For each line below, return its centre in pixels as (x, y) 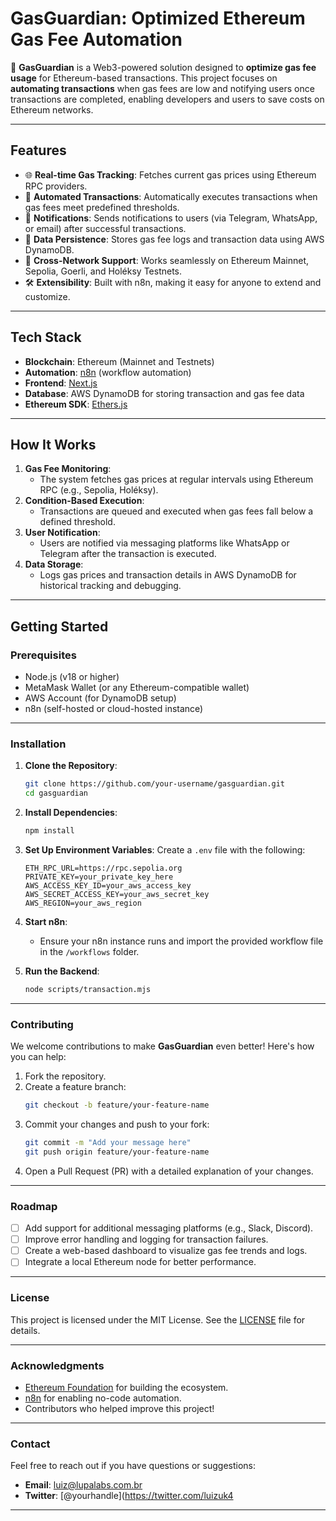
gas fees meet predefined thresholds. (102, 207)
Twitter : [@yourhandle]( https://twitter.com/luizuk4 (129, 1496)
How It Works (53, 444)
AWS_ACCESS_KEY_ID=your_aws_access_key (108, 885)
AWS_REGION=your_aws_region (83, 903)
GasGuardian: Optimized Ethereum (158, 18)
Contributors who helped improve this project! (119, 1408)
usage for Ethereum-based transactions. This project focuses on (144, 78)
